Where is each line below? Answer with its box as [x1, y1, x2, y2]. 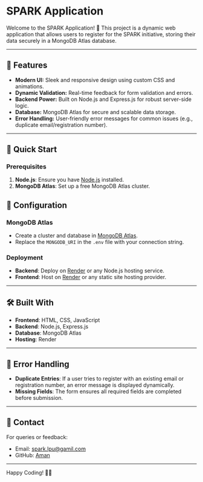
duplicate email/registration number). [14, 121, 108, 128]
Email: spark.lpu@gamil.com [14, 445, 86, 452]
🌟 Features [6, 60, 48, 71]
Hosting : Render [14, 336, 57, 343]
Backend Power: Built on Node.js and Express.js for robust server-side [14, 95, 192, 103]
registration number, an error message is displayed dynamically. [14, 382, 175, 389]
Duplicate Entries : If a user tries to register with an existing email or [14, 375, 184, 382]
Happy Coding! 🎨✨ [6, 469, 53, 476]
